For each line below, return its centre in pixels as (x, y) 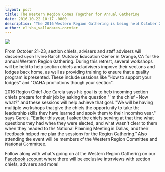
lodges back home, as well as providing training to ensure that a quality (77, 72)
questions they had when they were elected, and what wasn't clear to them (81, 123)
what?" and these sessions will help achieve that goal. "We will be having (79, 102)
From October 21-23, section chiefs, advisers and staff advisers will (73, 51)
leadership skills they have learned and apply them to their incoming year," (81, 113)
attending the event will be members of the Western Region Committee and (81, 139)
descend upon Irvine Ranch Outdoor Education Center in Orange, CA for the (82, 57)
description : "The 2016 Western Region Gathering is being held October (81, 23)
